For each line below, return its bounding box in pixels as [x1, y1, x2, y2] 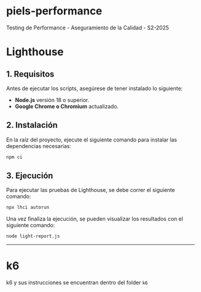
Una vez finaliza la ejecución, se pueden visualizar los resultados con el [6, 215, 184, 222]
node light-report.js [6, 233, 60, 239]
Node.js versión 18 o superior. [14, 96, 90, 103]
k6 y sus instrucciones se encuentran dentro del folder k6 [6, 279, 148, 286]
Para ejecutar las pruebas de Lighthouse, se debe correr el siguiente [6, 186, 175, 194]
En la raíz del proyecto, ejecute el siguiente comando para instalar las [6, 136, 178, 143]
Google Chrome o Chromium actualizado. [14, 103, 119, 110]
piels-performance [6, 4, 103, 18]
